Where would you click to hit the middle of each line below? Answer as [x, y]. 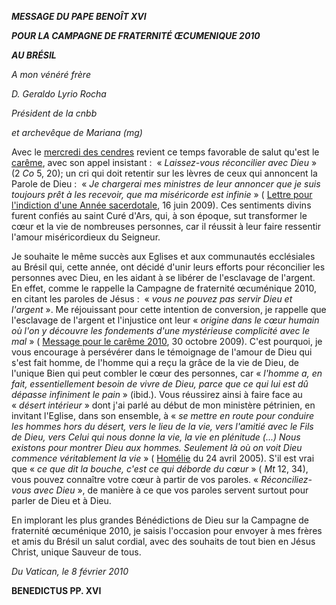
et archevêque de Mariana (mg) [77, 132]
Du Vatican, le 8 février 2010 [70, 571]
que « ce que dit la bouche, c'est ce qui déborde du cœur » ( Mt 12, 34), [160, 469]
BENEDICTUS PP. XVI [56, 590]
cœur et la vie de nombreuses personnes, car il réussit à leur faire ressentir [166, 226]
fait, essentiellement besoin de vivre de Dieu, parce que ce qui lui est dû [160, 384]
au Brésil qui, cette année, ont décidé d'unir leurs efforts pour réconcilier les [168, 267]
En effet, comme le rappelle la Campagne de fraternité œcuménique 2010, [164, 288]
